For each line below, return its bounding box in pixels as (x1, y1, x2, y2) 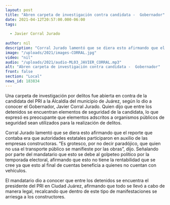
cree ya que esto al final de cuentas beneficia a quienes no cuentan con (5, 162, 157, 168)
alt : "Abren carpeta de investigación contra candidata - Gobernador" (5, 64, 160, 69)
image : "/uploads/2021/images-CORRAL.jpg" (5, 50, 97, 55)
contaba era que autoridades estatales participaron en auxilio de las (5, 135, 148, 141)
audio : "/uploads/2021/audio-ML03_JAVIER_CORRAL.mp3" (5, 60, 122, 65)
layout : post (5, 7, 33, 13)
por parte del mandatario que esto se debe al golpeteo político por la (5, 151, 150, 157)
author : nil (5, 41, 31, 46)
